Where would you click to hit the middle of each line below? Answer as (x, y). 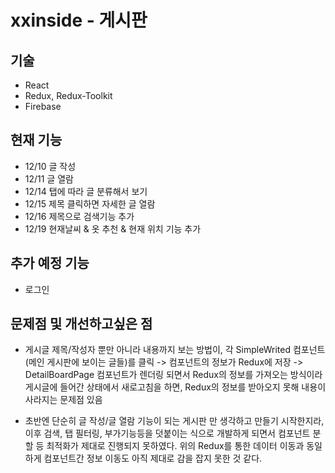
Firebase (43, 106)
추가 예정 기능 (50, 263)
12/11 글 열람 (49, 178)
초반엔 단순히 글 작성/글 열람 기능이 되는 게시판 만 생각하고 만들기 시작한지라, (174, 421)
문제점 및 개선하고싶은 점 (81, 324)
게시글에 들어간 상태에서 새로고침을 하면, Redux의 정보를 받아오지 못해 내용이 (175, 387)
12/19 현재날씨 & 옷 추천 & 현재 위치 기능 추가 (113, 228)
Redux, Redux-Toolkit (68, 95)
